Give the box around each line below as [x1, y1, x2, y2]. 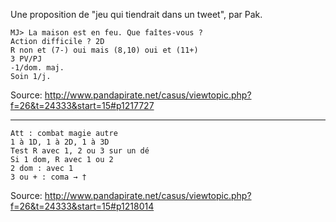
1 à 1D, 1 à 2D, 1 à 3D [10, 137, 110, 147]
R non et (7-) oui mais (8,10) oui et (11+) [10, 45, 199, 55]
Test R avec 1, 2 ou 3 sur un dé [10, 146, 150, 156]
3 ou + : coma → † [10, 172, 87, 182]
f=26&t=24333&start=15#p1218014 [10, 200, 155, 212]
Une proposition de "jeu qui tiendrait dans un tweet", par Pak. [10, 9, 263, 20]
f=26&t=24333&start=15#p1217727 [10, 100, 155, 111]
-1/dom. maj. [10, 63, 65, 73]
